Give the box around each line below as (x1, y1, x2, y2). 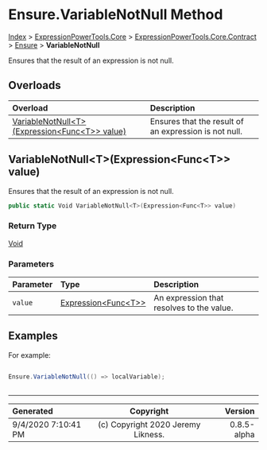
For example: (8, 350, 52, 359)
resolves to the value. (153, 302, 234, 313)
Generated (12, 405, 53, 417)
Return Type (8, 220, 57, 231)
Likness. (133, 429, 165, 440)
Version (224, 405, 255, 417)
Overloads (8, 79, 61, 92)
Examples (8, 329, 58, 343)
